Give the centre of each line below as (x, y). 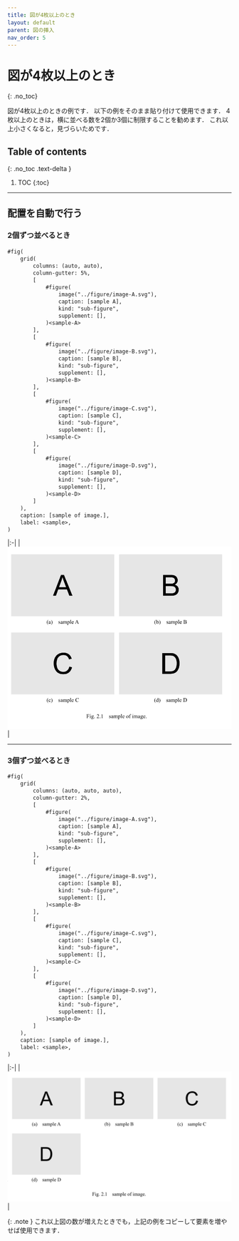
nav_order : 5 (27, 38)
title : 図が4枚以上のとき (42, 15)
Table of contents (47, 151)
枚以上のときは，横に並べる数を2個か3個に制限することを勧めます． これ (115, 120)
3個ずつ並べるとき (39, 761)
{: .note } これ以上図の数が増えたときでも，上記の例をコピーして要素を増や (117, 1221)
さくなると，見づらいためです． (66, 129)
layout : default (31, 22)
